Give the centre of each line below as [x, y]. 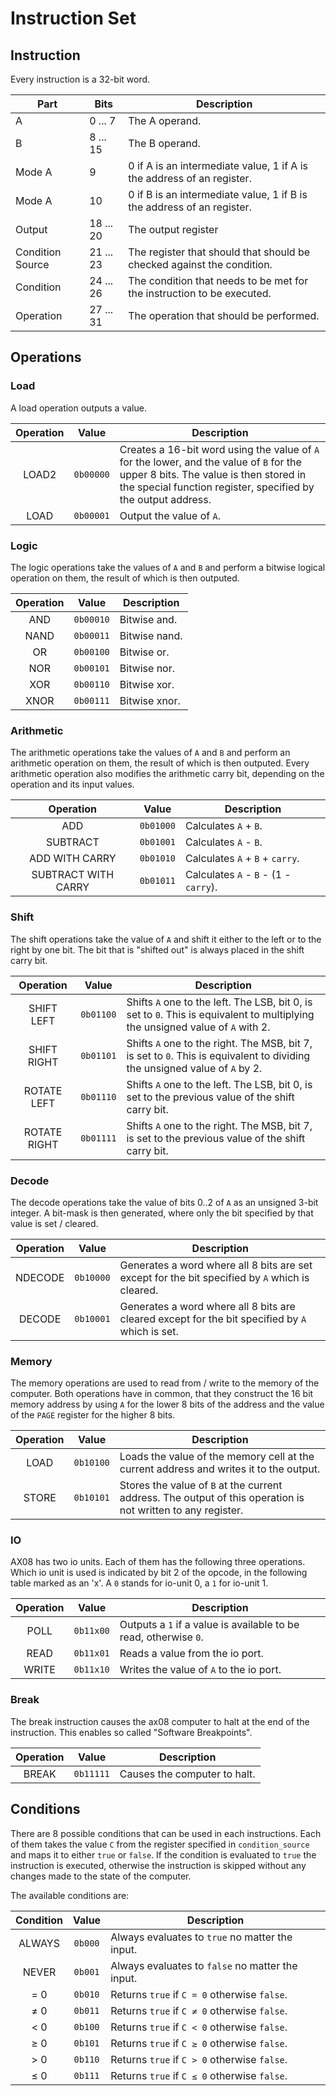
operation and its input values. [72, 784]
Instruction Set [73, 18]
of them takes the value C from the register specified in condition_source [160, 1844]
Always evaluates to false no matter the [204, 1965]
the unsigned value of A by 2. [194, 1068]
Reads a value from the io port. [191, 1654]
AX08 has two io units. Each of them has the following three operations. [158, 1562]
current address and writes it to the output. [220, 1469]
